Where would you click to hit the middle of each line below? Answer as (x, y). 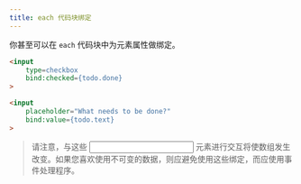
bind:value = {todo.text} (70, 120)
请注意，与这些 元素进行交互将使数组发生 (161, 146)
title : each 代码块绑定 (50, 18)
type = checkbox (52, 70)
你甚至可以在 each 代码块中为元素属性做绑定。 (95, 44)
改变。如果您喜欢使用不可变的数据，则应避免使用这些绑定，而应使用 (158, 159)
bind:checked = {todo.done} (74, 78)
